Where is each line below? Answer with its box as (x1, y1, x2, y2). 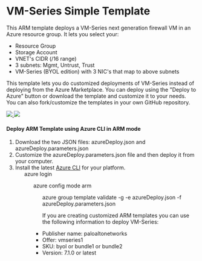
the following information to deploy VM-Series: (42, 218, 159, 225)
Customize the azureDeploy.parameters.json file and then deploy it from (15, 151, 195, 159)
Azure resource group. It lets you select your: (6, 30, 119, 37)
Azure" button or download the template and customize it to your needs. (6, 92, 186, 99)
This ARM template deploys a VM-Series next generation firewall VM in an (6, 24, 191, 31)
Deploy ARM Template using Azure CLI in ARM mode (6, 125, 141, 132)
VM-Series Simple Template (6, 4, 151, 18)
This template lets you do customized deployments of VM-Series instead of (6, 80, 195, 87)
